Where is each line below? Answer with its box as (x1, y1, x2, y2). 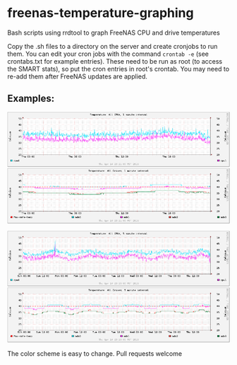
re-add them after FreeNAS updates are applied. (7, 72, 148, 81)
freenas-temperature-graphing (7, 5, 194, 21)
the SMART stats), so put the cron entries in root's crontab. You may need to (7, 64, 230, 73)
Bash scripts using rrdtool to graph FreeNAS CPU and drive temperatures (7, 28, 220, 37)
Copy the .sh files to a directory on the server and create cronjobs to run (7, 42, 218, 50)
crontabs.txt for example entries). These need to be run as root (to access (7, 57, 223, 65)
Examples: (7, 93, 55, 105)
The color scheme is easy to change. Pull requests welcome (7, 349, 182, 358)
